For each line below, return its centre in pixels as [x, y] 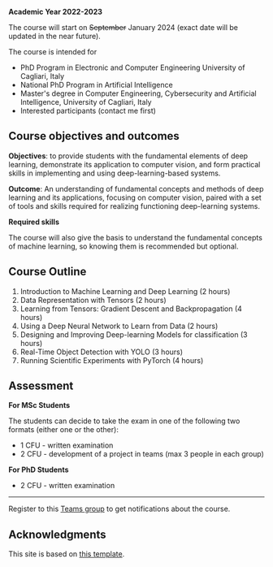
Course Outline [48, 272]
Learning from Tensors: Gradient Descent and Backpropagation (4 [131, 309]
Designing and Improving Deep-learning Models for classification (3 [134, 334]
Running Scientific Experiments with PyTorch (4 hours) [112, 360]
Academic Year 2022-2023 [56, 12]
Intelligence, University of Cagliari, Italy [86, 102]
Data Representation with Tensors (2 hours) [93, 300]
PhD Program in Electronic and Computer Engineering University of [132, 67]
